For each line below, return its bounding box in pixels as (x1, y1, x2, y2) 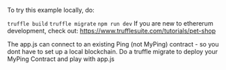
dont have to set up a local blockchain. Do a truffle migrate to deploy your (7, 48, 218, 55)
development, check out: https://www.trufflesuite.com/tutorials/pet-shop (7, 27, 216, 35)
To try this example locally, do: (7, 6, 95, 14)
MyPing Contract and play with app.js (7, 55, 115, 63)
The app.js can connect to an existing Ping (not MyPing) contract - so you (7, 40, 219, 48)
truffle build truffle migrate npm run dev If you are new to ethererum (7, 19, 213, 27)
